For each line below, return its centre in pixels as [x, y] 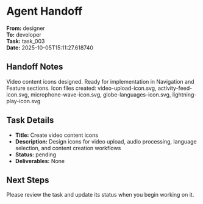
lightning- [184, 94]
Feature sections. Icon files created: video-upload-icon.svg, [81, 88]
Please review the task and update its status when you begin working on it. [100, 195]
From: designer [26, 28]
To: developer [24, 34]
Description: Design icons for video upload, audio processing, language [106, 141]
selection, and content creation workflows [68, 148]
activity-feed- [175, 88]
